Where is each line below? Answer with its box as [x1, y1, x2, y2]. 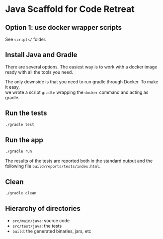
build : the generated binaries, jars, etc [12, 228, 91, 234]
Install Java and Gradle [5, 51, 78, 59]
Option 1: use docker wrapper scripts [5, 23, 122, 32]
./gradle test [5, 122, 35, 127]
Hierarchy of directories [5, 204, 81, 213]
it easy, [5, 84, 20, 90]
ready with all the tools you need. [5, 69, 74, 75]
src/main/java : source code [12, 217, 70, 224]
